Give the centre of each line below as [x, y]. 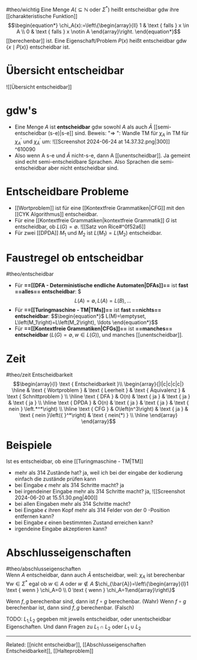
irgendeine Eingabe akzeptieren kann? [61, 529]
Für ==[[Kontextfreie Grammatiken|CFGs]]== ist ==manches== [94, 329]
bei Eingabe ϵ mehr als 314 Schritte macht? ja [69, 485]
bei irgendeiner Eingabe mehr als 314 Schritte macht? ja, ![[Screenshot [100, 492]
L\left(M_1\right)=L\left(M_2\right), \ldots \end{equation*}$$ [86, 323]
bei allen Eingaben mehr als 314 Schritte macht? [72, 504]
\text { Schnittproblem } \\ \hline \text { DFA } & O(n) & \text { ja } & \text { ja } [98, 397]
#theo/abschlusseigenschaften [43, 569]
